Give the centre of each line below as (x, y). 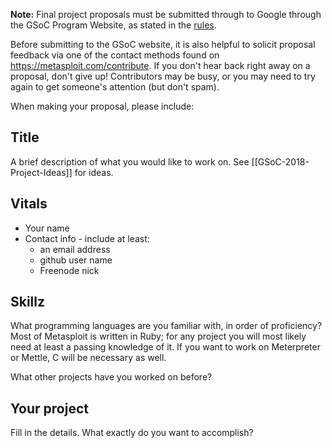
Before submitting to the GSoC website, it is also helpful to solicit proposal (163, 44)
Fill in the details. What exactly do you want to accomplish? (132, 433)
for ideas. (94, 172)
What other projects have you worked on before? (111, 377)
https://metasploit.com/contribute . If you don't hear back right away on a (160, 65)
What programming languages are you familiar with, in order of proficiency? (166, 326)
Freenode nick (69, 270)
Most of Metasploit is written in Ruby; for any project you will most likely (158, 336)
